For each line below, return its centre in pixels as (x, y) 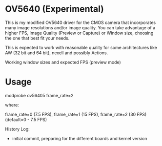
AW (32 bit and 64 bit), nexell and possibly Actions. (57, 53)
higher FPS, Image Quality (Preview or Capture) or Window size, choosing (79, 33)
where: (12, 105)
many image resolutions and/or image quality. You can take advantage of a (80, 27)
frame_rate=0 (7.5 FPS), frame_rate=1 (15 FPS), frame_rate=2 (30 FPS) (76, 114)
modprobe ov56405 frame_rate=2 (40, 95)
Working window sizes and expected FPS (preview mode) (63, 62)
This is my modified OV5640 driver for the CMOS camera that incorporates (81, 22)
